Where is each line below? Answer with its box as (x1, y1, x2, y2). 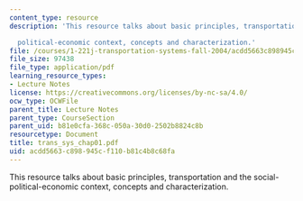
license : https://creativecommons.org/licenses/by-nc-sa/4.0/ (9, 87, 248, 97)
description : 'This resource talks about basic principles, (9, 22, 241, 31)
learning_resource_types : (9, 71, 106, 81)
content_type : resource (9, 13, 99, 23)
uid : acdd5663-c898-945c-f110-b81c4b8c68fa (9, 147, 176, 156)
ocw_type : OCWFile (9, 96, 78, 105)
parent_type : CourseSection (9, 114, 115, 123)
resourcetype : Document (9, 130, 99, 140)
